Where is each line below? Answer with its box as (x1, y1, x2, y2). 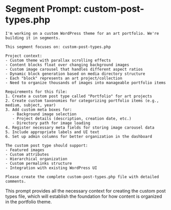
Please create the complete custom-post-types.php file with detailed (5, 174, 159, 179)
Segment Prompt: (5, 3, 82, 15)
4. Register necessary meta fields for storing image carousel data (5, 125, 155, 130)
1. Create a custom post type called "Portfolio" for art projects (5, 93, 153, 99)
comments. (5, 179, 27, 184)
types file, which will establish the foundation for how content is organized (5, 193, 162, 199)
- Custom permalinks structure (5, 161, 72, 166)
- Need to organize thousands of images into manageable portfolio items (5, 80, 166, 85)
